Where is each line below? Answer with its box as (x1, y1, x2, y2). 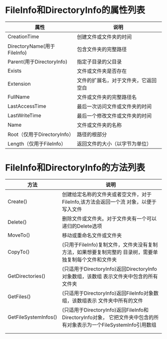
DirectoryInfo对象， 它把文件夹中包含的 (62, 314, 154, 321)
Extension (7, 80, 31, 87)
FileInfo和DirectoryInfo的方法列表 (5, 162, 145, 173)
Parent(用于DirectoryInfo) (7, 58, 68, 65)
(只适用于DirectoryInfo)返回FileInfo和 (62, 306, 149, 313)
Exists (7, 67, 22, 74)
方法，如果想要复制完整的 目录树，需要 (62, 249, 153, 255)
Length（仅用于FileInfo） (7, 140, 66, 147)
